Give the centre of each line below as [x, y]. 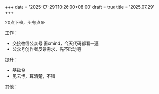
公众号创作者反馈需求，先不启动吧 [46, 49]
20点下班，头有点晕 [25, 22]
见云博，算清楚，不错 [34, 76]
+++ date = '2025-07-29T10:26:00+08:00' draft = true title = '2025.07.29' [80, 7]
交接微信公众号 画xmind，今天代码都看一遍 [55, 43]
